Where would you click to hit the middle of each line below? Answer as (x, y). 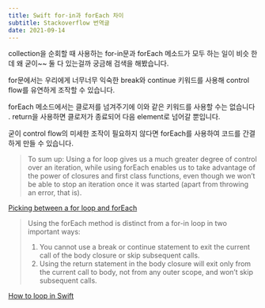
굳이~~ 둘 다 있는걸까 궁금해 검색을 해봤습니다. (97, 63)
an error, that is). (55, 193)
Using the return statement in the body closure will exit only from (145, 264)
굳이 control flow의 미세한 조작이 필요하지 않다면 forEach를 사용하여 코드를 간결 (132, 133)
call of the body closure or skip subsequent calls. (119, 255)
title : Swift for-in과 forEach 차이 (66, 15)
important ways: (54, 232)
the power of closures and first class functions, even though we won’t (141, 176)
